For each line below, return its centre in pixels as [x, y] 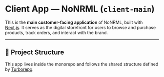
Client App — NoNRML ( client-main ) [80, 9]
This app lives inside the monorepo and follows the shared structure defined [82, 64]
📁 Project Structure [35, 53]
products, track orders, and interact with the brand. [57, 32]
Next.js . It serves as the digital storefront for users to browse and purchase [81, 27]
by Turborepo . [20, 69]
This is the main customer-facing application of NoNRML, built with [74, 22]
